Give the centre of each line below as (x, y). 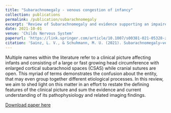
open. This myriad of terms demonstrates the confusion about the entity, (81, 73)
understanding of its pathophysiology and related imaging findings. (76, 95)
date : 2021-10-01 (24, 29)
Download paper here (28, 105)
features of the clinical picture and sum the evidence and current (73, 90)
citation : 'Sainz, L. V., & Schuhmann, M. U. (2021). (64, 43)
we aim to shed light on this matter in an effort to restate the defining (77, 84)
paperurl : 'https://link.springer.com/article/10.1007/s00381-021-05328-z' (87, 39)
